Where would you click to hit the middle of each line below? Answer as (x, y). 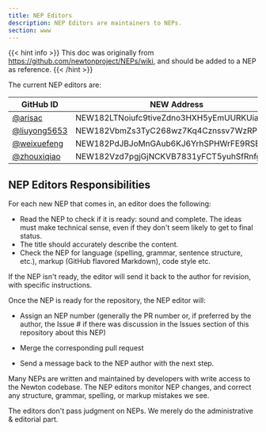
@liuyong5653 (40, 131)
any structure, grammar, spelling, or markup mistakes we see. (109, 396)
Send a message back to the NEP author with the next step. (117, 363)
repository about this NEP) (63, 333)
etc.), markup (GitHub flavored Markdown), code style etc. (115, 262)
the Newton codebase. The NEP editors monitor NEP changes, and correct (130, 387)
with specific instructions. (50, 285)
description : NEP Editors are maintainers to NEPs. (95, 23)
